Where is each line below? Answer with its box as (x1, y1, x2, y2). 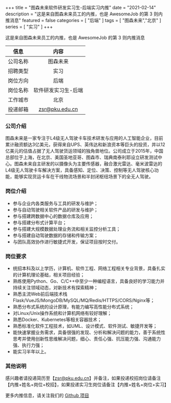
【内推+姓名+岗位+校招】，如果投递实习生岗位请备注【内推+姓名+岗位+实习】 (5, 381, 169, 388)
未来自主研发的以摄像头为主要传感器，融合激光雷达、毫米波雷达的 (23, 161, 162, 167)
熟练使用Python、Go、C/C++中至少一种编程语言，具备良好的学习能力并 (12, 278, 165, 284)
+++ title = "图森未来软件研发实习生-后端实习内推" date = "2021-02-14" (5, 5, 156, 10)
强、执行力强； (12, 342, 45, 348)
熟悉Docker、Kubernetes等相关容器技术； (12, 316, 102, 323)
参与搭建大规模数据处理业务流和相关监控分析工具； (12, 226, 121, 232)
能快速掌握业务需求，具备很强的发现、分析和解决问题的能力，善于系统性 (12, 329, 165, 335)
